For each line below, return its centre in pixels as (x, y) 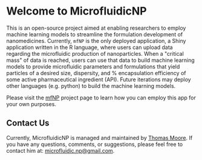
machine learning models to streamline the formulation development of (95, 34)
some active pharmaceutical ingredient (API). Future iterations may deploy (99, 79)
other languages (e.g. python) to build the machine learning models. (91, 85)
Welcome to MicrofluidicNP (77, 11)
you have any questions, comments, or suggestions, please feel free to (95, 144)
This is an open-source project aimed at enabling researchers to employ (96, 28)
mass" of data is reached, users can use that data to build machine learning (100, 60)
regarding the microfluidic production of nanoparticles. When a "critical (95, 53)
